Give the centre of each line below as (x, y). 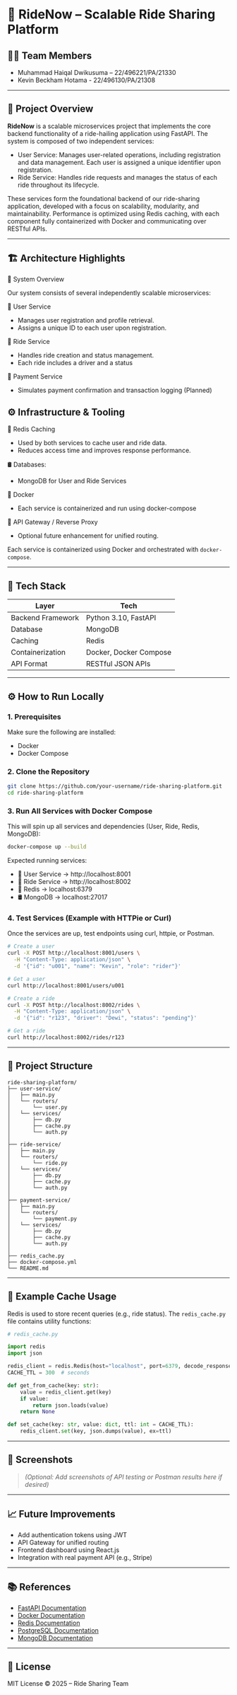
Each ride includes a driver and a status (75, 362)
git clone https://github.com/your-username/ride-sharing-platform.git (115, 786)
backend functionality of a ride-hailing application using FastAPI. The (108, 133)
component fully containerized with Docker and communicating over (107, 221)
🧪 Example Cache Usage (62, 1297)
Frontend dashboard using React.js (68, 1550)
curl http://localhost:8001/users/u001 (66, 986)
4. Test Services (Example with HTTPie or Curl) (89, 918)
